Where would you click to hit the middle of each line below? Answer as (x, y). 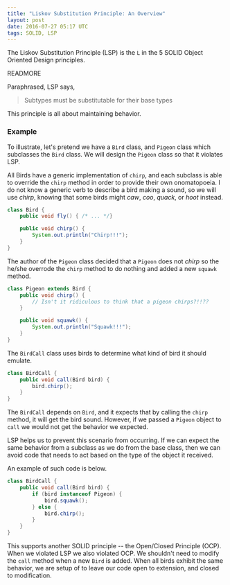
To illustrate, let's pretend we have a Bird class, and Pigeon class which (109, 147)
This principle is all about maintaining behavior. (74, 114)
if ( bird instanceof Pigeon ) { (77, 494)
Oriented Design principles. (46, 60)
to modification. (29, 575)
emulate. (20, 360)
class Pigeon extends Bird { (49, 288)
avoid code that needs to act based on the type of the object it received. (110, 455)
